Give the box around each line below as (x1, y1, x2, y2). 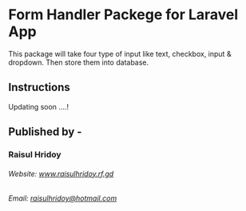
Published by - (8, 125, 82, 139)
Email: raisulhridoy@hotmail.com (8, 193, 117, 203)
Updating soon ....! (8, 102, 69, 111)
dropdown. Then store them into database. (8, 58, 149, 67)
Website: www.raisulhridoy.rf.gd (8, 169, 114, 178)
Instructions (8, 81, 70, 94)
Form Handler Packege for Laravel (8, 6, 239, 24)
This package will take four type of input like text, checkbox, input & (8, 49, 232, 58)
